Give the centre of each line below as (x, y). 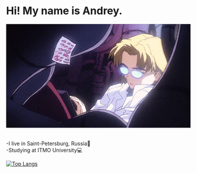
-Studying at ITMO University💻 (44, 150)
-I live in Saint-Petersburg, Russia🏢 (48, 143)
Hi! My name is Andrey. (64, 11)
